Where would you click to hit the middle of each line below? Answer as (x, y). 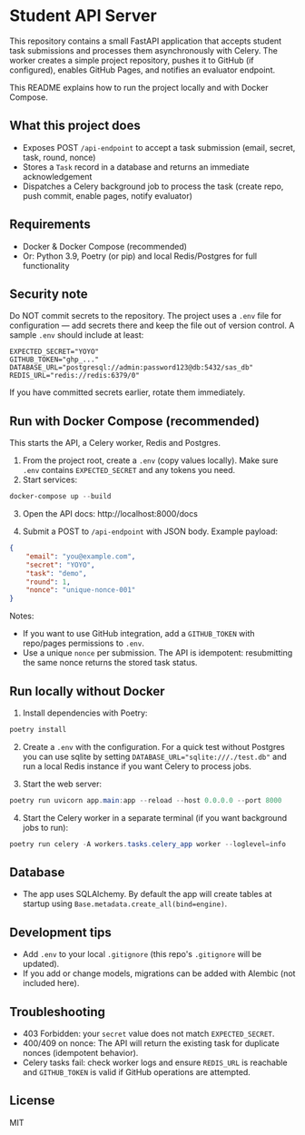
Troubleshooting (58, 1012)
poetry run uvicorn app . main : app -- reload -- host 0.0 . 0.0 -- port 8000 (146, 800)
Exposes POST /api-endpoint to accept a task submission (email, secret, (159, 147)
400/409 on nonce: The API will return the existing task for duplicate (151, 1043)
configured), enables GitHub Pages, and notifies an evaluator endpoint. (143, 70)
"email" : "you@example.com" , (81, 556)
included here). (51, 983)
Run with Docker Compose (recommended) (135, 421)
